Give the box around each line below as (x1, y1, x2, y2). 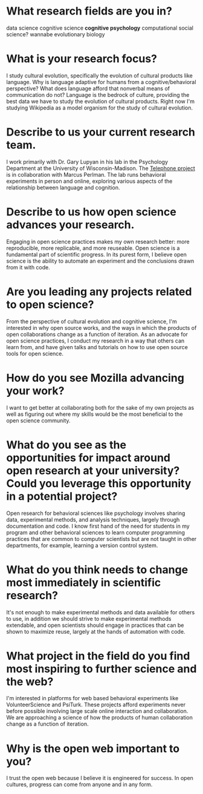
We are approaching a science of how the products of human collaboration (6, 714, 193, 721)
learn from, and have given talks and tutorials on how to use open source (6, 343, 188, 350)
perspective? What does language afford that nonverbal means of (6, 85, 170, 92)
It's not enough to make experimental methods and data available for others (6, 608, 195, 615)
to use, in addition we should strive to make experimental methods (6, 615, 172, 622)
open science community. (6, 416, 71, 424)
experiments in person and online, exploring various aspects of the (6, 177, 173, 185)
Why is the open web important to (6, 741, 180, 755)
